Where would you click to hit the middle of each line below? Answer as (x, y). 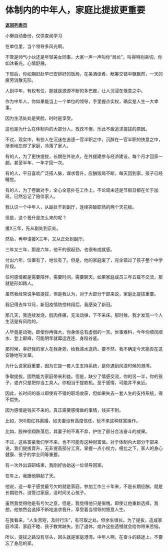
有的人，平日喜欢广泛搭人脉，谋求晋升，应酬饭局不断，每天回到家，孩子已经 (84, 173)
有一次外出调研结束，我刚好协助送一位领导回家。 (55, 465)
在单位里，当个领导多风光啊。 (36, 46)
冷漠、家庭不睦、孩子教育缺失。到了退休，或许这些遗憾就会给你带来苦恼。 (86, 526)
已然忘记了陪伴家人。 (36, 196)
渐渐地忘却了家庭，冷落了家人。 (38, 145)
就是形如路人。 (20, 283)
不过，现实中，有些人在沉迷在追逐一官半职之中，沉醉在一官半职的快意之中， (84, 139)
